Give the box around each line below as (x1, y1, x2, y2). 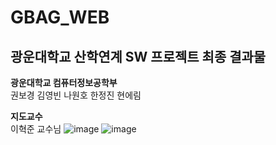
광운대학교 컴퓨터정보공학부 (10, 77, 118, 88)
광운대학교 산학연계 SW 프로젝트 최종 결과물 (10, 48, 267, 65)
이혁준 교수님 (10, 123, 62, 135)
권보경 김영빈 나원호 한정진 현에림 (10, 89, 142, 101)
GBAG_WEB (10, 6, 110, 29)
